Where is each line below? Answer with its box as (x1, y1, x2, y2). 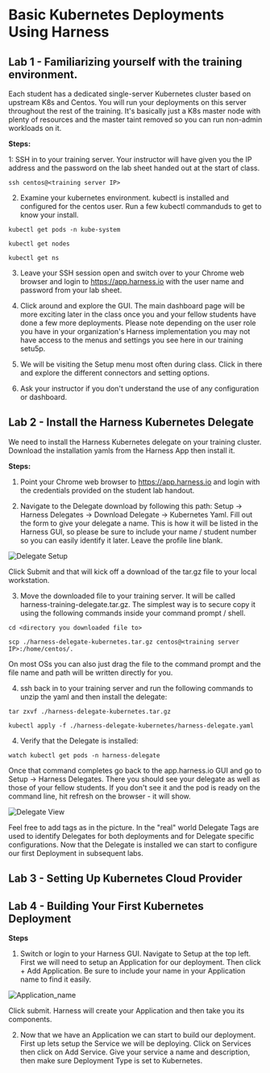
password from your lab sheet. (19, 285, 123, 295)
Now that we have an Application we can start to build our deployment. (19, 1030, 256, 1040)
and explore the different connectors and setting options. (19, 368, 210, 377)
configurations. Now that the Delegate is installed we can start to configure (8, 840, 258, 849)
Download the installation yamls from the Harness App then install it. (8, 446, 235, 455)
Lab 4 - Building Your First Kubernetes (8, 899, 204, 913)
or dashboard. (19, 392, 68, 401)
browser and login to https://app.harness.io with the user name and (19, 277, 244, 286)
